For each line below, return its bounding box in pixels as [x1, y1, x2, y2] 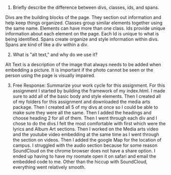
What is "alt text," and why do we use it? [12, 51, 98, 57]
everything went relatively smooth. [12, 164, 86, 170]
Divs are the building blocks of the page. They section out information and [5, 14, 162, 20]
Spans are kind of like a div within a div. [5, 42, 88, 48]
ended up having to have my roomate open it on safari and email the [12, 153, 157, 159]
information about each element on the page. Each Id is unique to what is [5, 31, 159, 36]
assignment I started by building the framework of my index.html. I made [12, 88, 165, 94]
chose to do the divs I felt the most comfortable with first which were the [12, 121, 166, 126]
